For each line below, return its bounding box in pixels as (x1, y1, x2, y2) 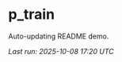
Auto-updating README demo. (8, 31, 109, 41)
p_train (8, 5, 55, 24)
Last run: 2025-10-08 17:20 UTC (8, 46, 115, 56)
